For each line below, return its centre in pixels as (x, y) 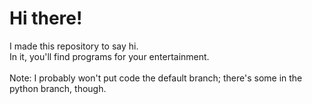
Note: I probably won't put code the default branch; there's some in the (156, 78)
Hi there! (46, 18)
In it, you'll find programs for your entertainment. (109, 56)
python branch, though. (58, 88)
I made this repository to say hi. (74, 46)
